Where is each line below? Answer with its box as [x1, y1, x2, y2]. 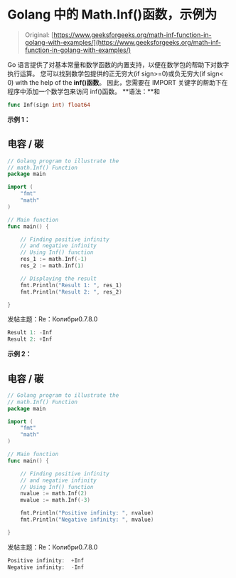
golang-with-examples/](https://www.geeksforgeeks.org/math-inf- [24, 38, 222, 46]
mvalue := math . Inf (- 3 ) [20, 497, 91, 504]
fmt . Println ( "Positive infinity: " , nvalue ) [20, 510, 154, 517]
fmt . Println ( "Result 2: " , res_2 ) [20, 288, 122, 296]
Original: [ [24, 30, 54, 39]
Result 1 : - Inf [7, 329, 53, 336]
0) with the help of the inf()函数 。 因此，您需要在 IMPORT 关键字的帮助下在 [7, 78, 228, 86]
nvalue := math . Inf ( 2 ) [20, 490, 87, 497]
